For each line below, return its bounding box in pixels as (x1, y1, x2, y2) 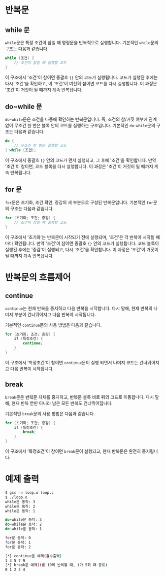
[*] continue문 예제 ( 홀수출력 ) (5, 553, 62, 558)
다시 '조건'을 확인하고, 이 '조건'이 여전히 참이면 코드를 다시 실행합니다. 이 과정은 (5, 80, 158, 86)
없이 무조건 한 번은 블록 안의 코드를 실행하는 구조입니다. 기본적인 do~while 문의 (5, 123, 156, 129)
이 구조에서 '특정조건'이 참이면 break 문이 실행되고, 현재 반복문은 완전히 (5, 448, 141, 454)
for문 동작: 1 (5, 540, 31, 545)
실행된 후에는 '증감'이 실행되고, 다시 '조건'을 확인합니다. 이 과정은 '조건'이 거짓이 (5, 246, 159, 252)
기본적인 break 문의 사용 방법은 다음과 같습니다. (5, 410, 95, 416)
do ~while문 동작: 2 (5, 522, 42, 527)
